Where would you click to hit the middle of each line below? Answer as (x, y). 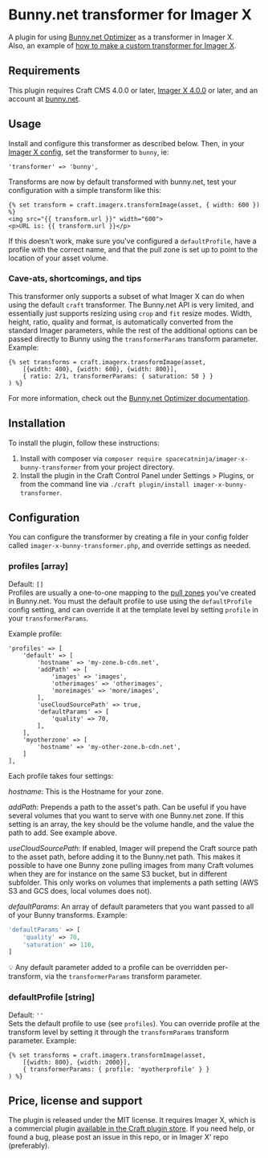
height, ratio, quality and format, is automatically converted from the (121, 321)
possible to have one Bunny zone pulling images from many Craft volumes (131, 865)
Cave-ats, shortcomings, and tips (75, 279)
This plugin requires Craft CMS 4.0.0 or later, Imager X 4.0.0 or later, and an (133, 90)
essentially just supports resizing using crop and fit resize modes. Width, (130, 313)
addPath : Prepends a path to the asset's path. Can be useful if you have (128, 807)
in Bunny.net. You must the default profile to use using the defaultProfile (130, 601)
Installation (37, 424)
